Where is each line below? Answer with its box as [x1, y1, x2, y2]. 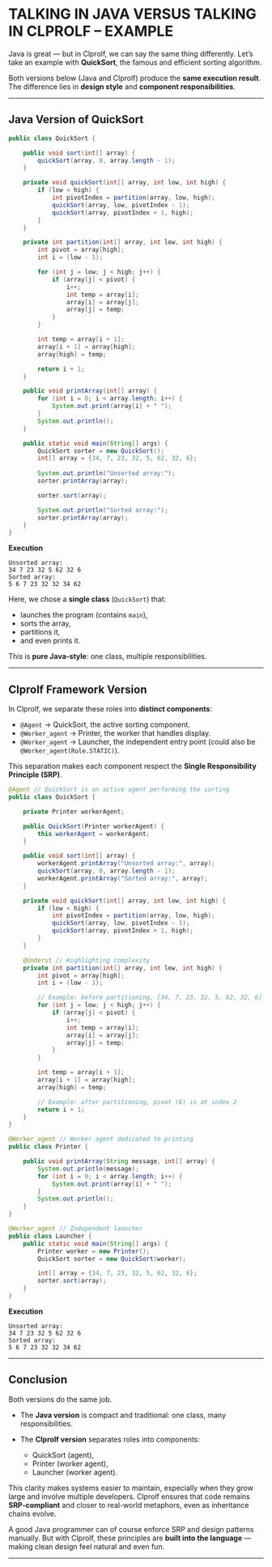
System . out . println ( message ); [37, 1165, 139, 1173]
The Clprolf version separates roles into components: [19, 1434, 201, 1444]
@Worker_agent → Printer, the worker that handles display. [19, 728, 211, 738]
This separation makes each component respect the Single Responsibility [8, 762, 257, 771]
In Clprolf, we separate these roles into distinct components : [8, 704, 213, 714]
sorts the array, [19, 618, 71, 628]
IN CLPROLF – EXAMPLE [8, 22, 174, 40]
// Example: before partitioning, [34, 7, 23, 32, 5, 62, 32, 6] [37, 993, 263, 1002]
